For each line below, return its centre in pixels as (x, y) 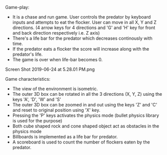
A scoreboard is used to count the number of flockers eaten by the (81, 142)
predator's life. (27, 54)
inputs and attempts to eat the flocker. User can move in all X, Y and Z (84, 22)
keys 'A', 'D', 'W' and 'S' (37, 99)
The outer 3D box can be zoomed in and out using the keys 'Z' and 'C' (85, 105)
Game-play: (17, 7)
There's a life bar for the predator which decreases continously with (82, 38)
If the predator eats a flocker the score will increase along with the (81, 49)
